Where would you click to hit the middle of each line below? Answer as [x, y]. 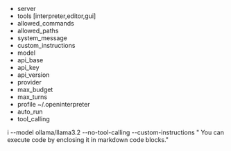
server [26, 9]
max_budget [35, 89]
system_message [42, 38]
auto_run [30, 112]
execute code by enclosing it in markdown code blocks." [88, 140]
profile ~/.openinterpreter [53, 104]
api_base [30, 60]
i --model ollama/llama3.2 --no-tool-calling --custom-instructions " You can [115, 132]
